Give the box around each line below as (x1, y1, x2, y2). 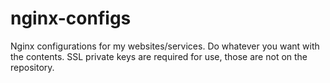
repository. (10, 61, 55, 73)
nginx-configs (10, 7, 132, 30)
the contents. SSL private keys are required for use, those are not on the (10, 50, 308, 62)
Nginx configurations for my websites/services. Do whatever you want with (10, 40, 320, 52)
